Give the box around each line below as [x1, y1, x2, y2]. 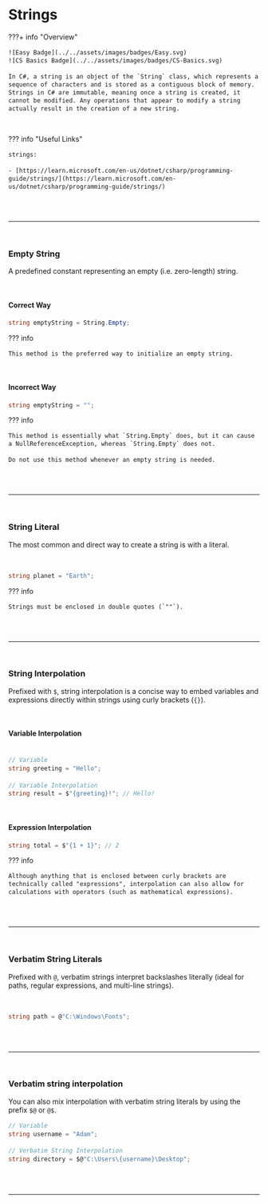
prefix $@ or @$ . [8, 1105, 57, 1114]
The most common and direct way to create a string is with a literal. [8, 539, 230, 549]
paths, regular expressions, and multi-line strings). [8, 980, 174, 990]
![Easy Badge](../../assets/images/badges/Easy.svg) [8, 48, 187, 57]
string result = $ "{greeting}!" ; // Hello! [8, 790, 156, 798]
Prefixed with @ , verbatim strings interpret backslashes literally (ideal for [8, 972, 245, 981]
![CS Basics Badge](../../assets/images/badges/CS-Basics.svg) [8, 56, 223, 65]
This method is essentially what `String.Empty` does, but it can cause [8, 432, 255, 440]
